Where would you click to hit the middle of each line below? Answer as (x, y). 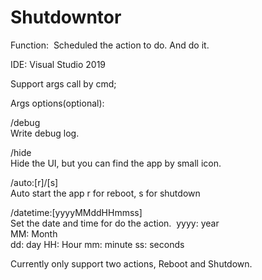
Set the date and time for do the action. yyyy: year (115, 223)
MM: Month (34, 233)
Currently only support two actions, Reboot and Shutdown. (131, 263)
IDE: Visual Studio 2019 (58, 64)
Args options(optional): (57, 103)
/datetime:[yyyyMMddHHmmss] (76, 212)
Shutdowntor (66, 17)
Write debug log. (45, 133)
